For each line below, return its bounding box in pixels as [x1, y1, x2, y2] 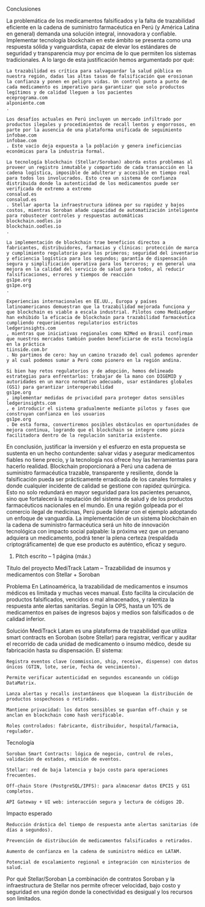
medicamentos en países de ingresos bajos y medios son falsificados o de [6, 609, 195, 616]
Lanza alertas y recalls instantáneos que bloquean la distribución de [6, 691, 193, 697]
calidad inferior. [6, 615, 46, 622]
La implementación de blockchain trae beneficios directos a [6, 239, 166, 246]
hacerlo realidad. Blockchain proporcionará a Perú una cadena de [6, 462, 172, 470]
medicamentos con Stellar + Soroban [6, 571, 100, 578]
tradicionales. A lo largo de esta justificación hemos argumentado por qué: [6, 56, 195, 63]
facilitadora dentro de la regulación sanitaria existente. [6, 432, 163, 438]
